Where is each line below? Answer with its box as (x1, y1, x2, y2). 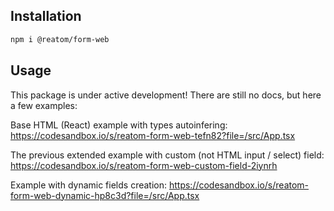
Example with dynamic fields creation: (10, 179, 168, 191)
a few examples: (10, 99, 78, 111)
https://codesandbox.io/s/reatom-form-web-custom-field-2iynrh (10, 159, 278, 171)
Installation (10, 8, 82, 25)
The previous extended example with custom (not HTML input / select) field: (10, 149, 325, 161)
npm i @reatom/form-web (10, 34, 110, 44)
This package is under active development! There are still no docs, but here (10, 89, 322, 101)
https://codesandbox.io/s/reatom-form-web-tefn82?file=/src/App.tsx (10, 129, 296, 141)
